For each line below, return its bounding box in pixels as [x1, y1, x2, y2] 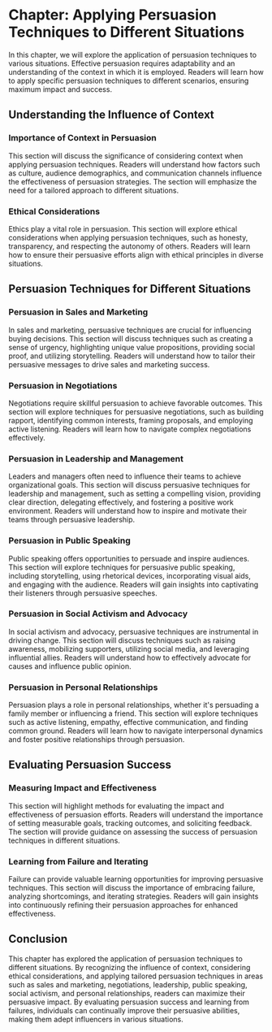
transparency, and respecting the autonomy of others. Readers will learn [8, 241, 251, 251]
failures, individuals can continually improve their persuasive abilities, [8, 1005, 240, 1015]
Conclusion [8, 932, 68, 946]
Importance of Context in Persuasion [8, 132, 157, 144]
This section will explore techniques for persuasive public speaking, [8, 562, 235, 572]
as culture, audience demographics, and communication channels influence [8, 168, 262, 178]
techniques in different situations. [8, 835, 120, 845]
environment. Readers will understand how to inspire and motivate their [8, 506, 248, 516]
